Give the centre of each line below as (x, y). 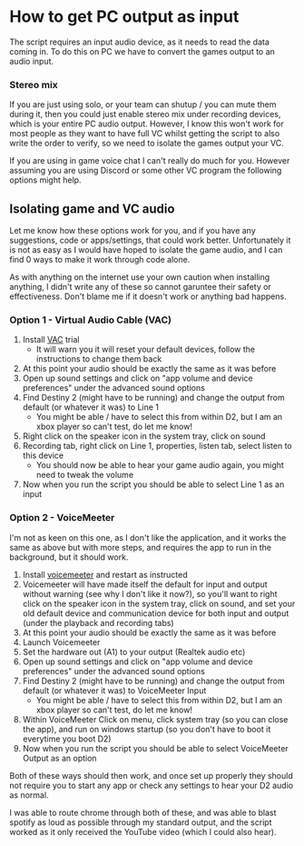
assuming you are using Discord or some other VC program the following (146, 171)
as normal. (29, 795)
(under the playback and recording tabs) (98, 622)
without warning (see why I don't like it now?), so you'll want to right (150, 593)
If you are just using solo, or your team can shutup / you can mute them (143, 105)
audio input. (32, 61)
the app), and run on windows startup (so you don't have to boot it (147, 729)
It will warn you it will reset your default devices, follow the (146, 349)
